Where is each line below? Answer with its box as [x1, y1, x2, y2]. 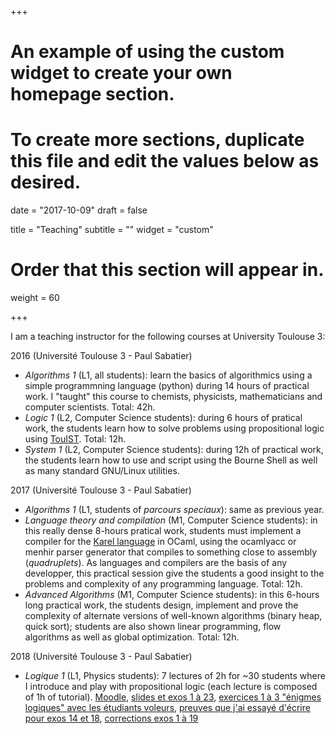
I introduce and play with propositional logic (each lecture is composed [24, 681, 318, 693]
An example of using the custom [10, 41, 285, 63]
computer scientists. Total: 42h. [24, 401, 156, 413]
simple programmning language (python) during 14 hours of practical [24, 380, 310, 392]
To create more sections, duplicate [10, 129, 305, 151]
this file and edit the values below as [10, 150, 320, 173]
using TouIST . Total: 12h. [24, 433, 127, 445]
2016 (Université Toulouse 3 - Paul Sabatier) [10, 350, 193, 362]
